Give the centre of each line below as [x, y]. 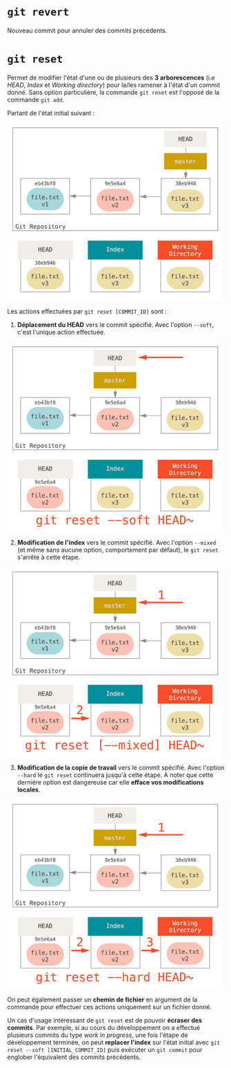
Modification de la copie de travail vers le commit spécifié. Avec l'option [121, 767]
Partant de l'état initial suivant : [51, 113]
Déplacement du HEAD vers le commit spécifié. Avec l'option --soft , [115, 325]
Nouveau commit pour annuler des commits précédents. [87, 30]
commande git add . [36, 100]
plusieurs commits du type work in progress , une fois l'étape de [98, 1035]
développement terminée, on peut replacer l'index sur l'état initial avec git [114, 1042]
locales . [29, 789]
